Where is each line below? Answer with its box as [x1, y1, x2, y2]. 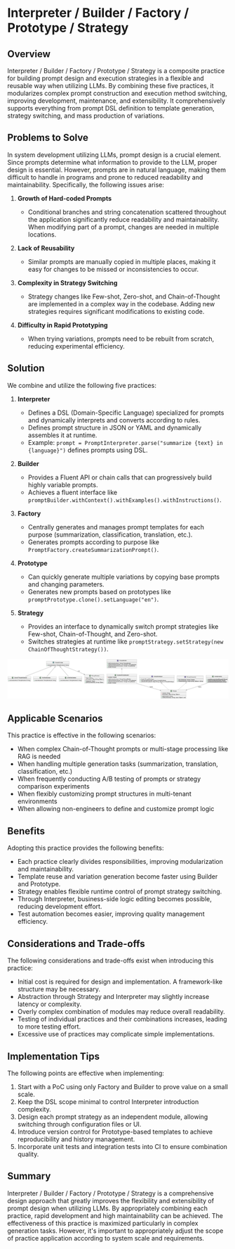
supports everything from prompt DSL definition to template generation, [7, 104, 215, 112]
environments [17, 797, 58, 805]
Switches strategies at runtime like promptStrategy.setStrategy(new [27, 637, 224, 646]
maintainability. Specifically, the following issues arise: [7, 180, 165, 189]
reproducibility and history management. [17, 1135, 135, 1143]
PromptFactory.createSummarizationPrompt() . [27, 545, 159, 553]
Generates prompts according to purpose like [27, 537, 160, 546]
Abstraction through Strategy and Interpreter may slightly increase [17, 993, 210, 1001]
